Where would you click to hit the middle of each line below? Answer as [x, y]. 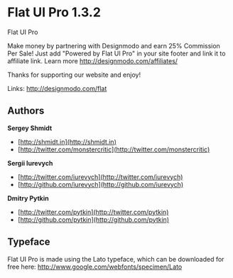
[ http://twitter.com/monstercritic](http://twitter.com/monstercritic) [114, 149]
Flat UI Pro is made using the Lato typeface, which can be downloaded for [116, 259]
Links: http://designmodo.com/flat [57, 88]
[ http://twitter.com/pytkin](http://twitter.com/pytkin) [93, 212]
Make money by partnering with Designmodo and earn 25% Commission [114, 46]
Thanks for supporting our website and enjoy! [74, 75]
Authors [26, 111]
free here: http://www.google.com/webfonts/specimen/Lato [95, 267]
